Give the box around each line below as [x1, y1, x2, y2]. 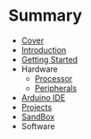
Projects [21, 101, 53, 112]
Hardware [21, 64, 59, 74]
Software [21, 120, 55, 131]
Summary [8, 5, 82, 26]
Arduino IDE [21, 91, 66, 103]
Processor [34, 73, 73, 83]
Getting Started [21, 54, 78, 65]
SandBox [21, 111, 55, 122]
